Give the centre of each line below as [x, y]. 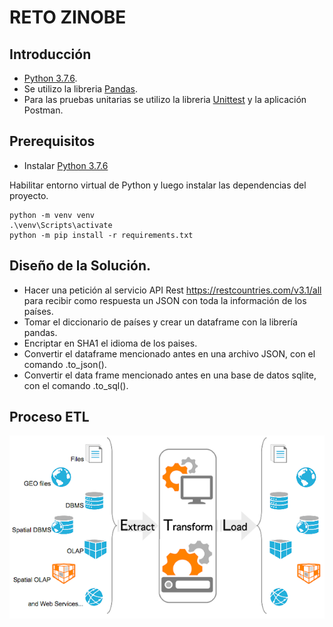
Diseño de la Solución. [80, 266]
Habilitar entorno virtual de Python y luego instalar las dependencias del [158, 185]
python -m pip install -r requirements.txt [101, 235]
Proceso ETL [49, 417]
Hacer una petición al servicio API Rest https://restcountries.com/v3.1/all [172, 290]
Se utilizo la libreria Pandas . [81, 89]
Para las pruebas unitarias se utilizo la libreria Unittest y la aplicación [165, 99]
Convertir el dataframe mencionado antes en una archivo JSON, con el [169, 353]
